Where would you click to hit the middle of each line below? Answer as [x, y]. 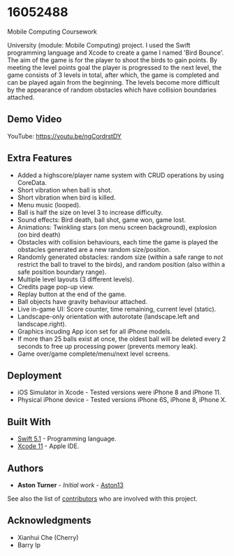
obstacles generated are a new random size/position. [94, 249]
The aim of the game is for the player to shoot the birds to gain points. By [112, 60]
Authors [25, 468]
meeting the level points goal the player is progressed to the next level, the [115, 67]
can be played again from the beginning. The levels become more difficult [114, 82]
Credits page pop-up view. [56, 286]
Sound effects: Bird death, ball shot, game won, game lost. [102, 220]
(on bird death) [39, 235]
